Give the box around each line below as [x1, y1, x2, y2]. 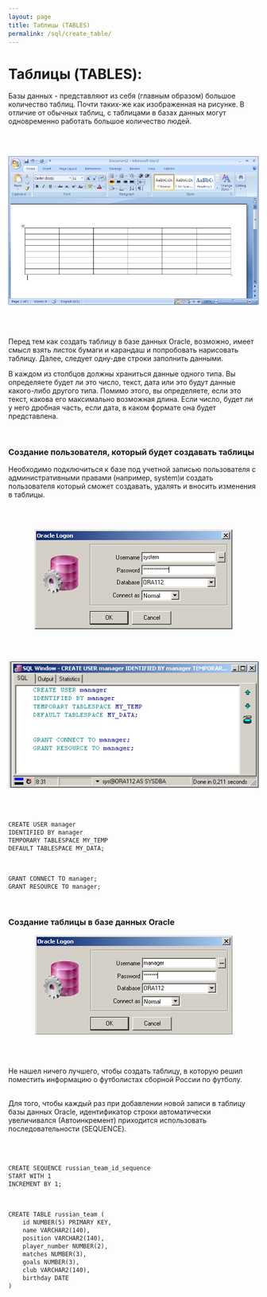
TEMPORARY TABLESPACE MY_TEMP [8, 836, 109, 845]
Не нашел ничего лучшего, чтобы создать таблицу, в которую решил [8, 1066, 243, 1076]
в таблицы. [8, 490, 45, 500]
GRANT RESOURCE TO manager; [8, 883, 102, 891]
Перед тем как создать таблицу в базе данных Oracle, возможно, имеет [8, 337, 254, 346]
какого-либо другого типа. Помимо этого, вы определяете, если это [8, 386, 242, 395]
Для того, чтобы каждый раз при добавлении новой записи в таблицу [8, 1098, 246, 1108]
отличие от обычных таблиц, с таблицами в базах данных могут [8, 108, 226, 118]
